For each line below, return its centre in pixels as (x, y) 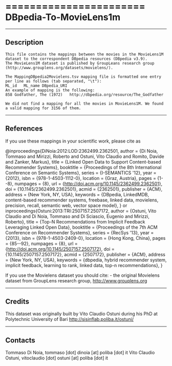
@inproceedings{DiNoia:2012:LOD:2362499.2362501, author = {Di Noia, (82, 151)
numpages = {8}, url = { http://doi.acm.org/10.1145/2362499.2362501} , (89, 184)
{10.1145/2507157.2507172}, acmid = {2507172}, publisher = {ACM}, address (85, 254)
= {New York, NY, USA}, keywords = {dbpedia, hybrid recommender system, (86, 260)
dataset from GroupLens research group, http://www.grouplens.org (76, 280)
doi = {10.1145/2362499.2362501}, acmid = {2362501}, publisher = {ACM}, (84, 189)
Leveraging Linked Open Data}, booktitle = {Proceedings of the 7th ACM (81, 227)
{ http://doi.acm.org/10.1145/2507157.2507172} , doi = (60, 249)
